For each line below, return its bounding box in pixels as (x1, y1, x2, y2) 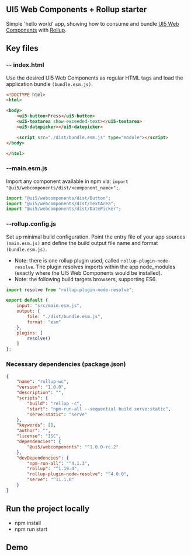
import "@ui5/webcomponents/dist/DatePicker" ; (6, 206, 121, 212)
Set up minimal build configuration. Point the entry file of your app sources (6, 233, 186, 240)
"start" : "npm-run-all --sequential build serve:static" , (27, 406, 171, 412)
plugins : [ (16, 330, 43, 336)
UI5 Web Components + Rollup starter (6, 5, 147, 15)
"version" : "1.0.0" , (16, 384, 67, 391)
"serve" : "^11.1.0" (27, 476, 75, 483)
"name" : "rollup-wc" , (16, 379, 69, 385)
